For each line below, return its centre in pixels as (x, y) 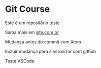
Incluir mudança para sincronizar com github (50, 51)
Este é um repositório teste (33, 23)
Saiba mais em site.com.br (32, 32)
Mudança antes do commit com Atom (43, 42)
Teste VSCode (20, 61)
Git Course (28, 9)
